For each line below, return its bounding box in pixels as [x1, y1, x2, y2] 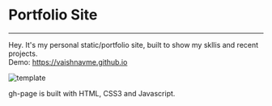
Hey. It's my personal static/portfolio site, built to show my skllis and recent [8, 40, 259, 49]
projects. [8, 49, 38, 58]
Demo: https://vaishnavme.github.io [8, 57, 128, 66]
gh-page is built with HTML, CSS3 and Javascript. [8, 88, 176, 98]
